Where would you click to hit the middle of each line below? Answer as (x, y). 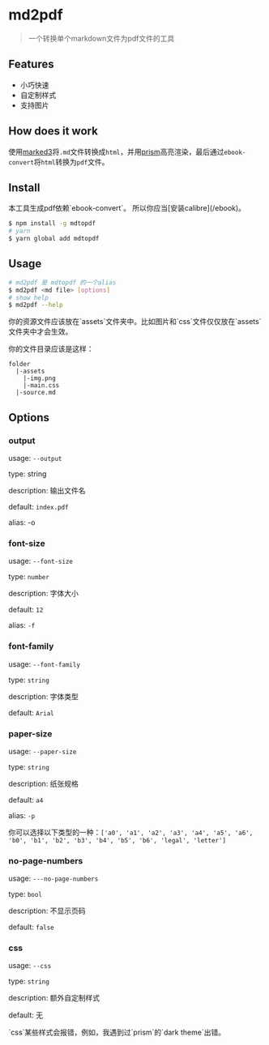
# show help (28, 297)
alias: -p (22, 815)
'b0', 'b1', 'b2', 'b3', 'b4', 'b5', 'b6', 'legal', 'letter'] (117, 840)
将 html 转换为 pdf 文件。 (71, 162)
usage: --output (35, 458)
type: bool (26, 894)
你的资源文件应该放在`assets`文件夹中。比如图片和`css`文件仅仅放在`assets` (135, 322)
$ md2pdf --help (36, 305)
